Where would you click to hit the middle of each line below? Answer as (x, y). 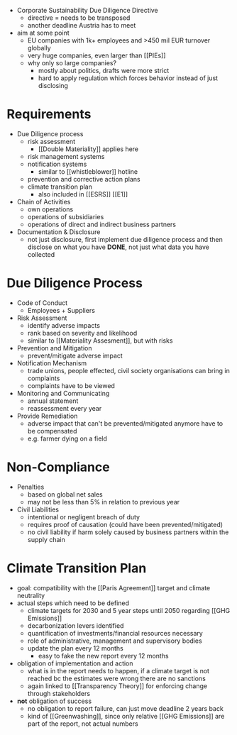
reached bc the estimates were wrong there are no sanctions (117, 678)
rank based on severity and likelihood (82, 333)
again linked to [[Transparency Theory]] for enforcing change (117, 686)
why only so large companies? (72, 63)
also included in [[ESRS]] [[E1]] (83, 194)
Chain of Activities (44, 201)
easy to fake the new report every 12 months (103, 656)
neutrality (31, 595)
